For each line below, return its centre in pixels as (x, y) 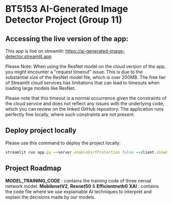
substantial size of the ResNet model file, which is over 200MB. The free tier (86, 77)
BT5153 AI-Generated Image (67, 9)
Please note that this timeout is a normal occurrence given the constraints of (86, 98)
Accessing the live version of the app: (67, 39)
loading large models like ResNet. (40, 88)
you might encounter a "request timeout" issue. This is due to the (74, 72)
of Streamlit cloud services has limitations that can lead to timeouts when (82, 83)
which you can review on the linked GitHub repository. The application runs (84, 109)
